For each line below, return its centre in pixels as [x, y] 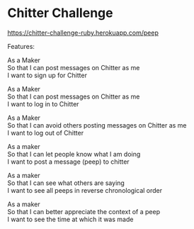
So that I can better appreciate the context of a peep [84, 211]
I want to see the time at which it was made [70, 219]
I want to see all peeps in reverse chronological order [85, 190]
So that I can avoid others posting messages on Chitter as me [97, 125]
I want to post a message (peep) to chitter [68, 162]
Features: [21, 46]
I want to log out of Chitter [45, 133]
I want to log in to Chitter [43, 104]
